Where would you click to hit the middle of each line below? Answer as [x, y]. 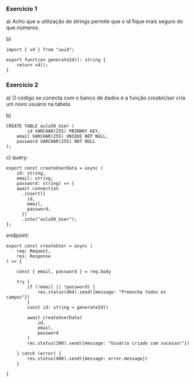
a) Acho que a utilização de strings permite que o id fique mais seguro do [95, 22]
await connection [38, 188]
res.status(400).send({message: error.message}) [88, 359]
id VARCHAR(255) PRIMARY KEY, [64, 131]
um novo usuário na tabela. [39, 104]
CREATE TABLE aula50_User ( [40, 126]
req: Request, [34, 251]
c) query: [17, 157]
